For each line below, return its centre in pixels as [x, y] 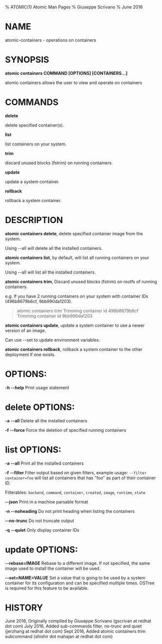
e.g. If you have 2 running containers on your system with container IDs [77, 296]
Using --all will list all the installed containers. [50, 272]
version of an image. [26, 331]
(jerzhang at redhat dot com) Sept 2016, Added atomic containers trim [75, 631]
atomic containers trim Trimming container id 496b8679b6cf [78, 311]
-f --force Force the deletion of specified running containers [66, 430]
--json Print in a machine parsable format [47, 502]
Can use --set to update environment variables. [53, 340]
